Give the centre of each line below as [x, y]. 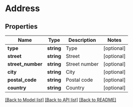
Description [82, 40]
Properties [21, 27]
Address [23, 9]
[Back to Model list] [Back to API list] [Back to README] [61, 100]
